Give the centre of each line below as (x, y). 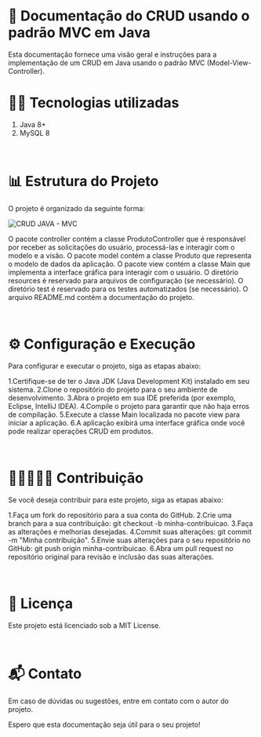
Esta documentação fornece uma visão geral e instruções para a (112, 54)
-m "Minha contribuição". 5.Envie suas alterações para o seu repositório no (129, 540)
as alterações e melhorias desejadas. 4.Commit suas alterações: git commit (130, 531)
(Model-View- (229, 63)
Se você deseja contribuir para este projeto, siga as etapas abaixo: (116, 500)
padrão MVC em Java (79, 33)
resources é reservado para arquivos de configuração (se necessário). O (126, 280)
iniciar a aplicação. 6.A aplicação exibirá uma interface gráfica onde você (127, 422)
